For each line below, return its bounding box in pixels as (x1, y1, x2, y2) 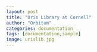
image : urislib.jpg (6, 36, 55, 42)
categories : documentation (6, 25, 73, 32)
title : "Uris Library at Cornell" (6, 14, 92, 20)
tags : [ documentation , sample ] (6, 31, 82, 37)
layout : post (6, 8, 39, 15)
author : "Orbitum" (6, 20, 52, 26)
